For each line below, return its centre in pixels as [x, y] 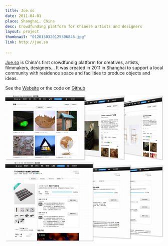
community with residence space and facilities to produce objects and [78, 73]
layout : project [22, 32]
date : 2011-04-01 [23, 16]
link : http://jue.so [27, 42]
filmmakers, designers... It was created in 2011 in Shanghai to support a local [84, 67]
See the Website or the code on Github [45, 88]
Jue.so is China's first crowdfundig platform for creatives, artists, [72, 62]
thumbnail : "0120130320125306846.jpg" [46, 37]
